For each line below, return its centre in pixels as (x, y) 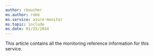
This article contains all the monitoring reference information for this (77, 43)
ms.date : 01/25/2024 (27, 29)
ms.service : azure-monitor (34, 19)
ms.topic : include (25, 24)
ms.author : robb (23, 15)
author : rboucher (24, 10)
